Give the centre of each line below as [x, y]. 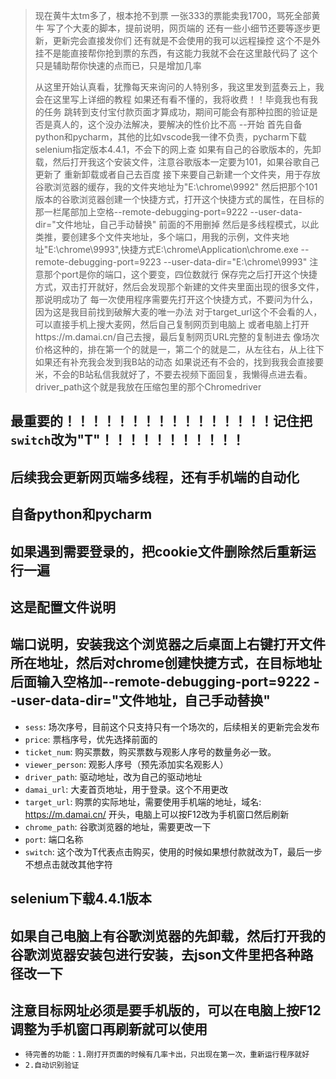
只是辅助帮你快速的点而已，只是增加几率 [118, 65]
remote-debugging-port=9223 [98, 262]
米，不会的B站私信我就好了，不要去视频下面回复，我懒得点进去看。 [173, 374]
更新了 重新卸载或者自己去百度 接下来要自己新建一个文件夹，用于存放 [177, 174]
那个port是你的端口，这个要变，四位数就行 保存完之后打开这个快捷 [180, 274]
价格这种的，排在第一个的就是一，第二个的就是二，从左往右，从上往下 [179, 349]
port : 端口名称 [54, 839]
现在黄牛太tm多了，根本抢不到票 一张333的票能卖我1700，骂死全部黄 [177, 15]
